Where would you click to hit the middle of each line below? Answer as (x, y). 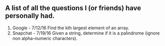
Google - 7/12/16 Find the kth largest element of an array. (71, 28)
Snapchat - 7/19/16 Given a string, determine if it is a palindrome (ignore (86, 33)
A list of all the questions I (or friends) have (73, 8)
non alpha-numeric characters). (45, 38)
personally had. (30, 16)
